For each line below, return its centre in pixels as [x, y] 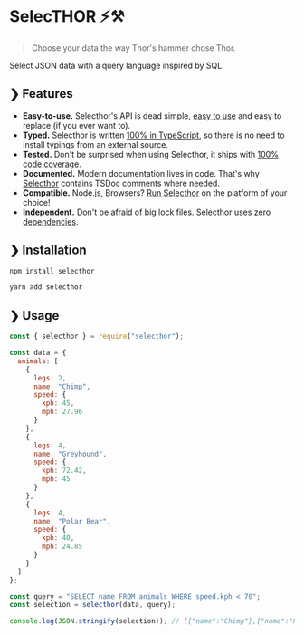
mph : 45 [56, 479]
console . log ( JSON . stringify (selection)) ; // [95, 621]
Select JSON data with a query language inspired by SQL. [117, 65]
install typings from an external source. [95, 144]
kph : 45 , [58, 403]
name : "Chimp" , [62, 386]
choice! [37, 202]
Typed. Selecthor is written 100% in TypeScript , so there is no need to [153, 135]
